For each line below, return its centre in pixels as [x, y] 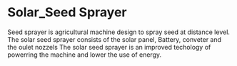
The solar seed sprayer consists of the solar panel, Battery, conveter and [115, 39]
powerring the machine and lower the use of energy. [85, 55]
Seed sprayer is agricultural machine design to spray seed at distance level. [119, 32]
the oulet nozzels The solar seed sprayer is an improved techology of [109, 47]
